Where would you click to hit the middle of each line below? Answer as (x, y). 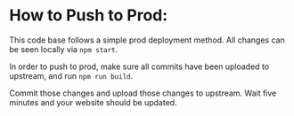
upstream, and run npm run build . (71, 75)
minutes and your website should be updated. (93, 102)
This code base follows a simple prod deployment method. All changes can (147, 40)
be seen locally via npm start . (64, 49)
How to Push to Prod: (89, 15)
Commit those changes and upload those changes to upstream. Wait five (143, 93)
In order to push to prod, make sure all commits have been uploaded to (139, 66)
